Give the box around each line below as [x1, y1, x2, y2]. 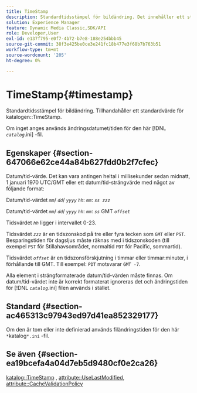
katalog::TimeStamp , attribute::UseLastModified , [6, 374, 125, 381]
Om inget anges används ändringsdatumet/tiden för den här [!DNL [6, 125, 167, 132]
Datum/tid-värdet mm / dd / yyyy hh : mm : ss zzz [6, 197, 110, 204]
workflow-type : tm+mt [6, 47, 59, 53]
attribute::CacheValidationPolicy [6, 380, 83, 387]
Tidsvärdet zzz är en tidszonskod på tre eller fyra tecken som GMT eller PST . [6, 231, 186, 238]
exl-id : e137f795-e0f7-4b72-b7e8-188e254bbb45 [6, 36, 122, 42]
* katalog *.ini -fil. [6, 332, 50, 340]
